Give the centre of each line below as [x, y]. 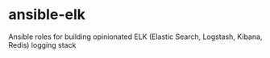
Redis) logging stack [42, 44]
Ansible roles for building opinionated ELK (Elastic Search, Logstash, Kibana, [135, 37]
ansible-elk [47, 15]
